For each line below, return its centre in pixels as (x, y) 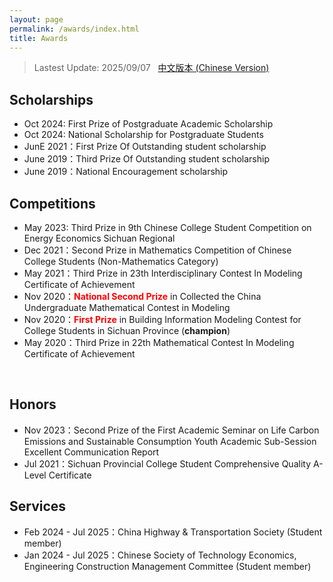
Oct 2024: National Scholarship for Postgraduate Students (143, 135)
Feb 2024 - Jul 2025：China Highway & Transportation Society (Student (173, 532)
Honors (33, 404)
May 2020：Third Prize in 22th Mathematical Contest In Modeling (159, 342)
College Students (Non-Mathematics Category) (121, 261)
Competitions (52, 203)
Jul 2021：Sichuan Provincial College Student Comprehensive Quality (167, 463)
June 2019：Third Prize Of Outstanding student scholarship (146, 159)
